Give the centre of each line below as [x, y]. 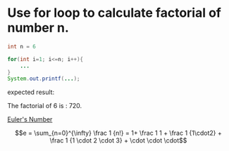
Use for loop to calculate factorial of [114, 13]
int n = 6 [22, 46]
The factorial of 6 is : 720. [45, 106]
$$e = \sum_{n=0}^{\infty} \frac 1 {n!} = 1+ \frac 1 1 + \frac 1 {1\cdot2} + [118, 133]
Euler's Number [30, 119]
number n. [38, 28]
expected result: [31, 92]
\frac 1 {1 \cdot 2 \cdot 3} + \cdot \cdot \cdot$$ [118, 140]
